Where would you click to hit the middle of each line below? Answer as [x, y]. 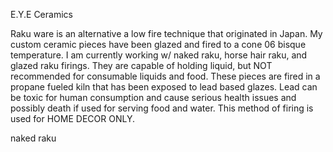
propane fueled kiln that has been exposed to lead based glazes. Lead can [164, 87]
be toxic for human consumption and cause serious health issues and [153, 97]
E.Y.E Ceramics [41, 14]
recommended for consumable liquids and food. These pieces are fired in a [165, 76]
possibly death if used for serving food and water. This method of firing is [162, 108]
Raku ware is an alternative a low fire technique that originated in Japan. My [166, 33]
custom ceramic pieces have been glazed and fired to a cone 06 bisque [158, 44]
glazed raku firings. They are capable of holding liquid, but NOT [141, 65]
